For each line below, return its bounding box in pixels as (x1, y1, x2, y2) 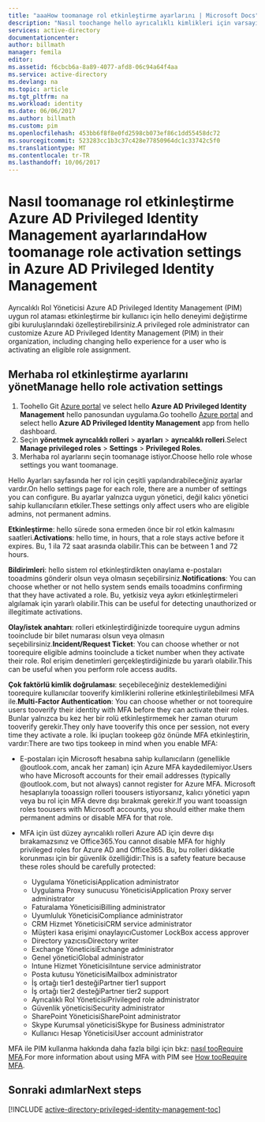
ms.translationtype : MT (8, 144, 87, 152)
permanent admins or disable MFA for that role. (19, 813, 174, 822)
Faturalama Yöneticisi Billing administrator (31, 902, 166, 912)
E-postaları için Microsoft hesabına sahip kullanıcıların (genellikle (19, 753, 230, 764)
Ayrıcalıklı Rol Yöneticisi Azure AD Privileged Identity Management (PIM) (8, 303, 243, 313)
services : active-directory (8, 26, 101, 34)
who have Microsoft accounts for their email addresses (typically (19, 771, 231, 780)
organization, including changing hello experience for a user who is (8, 337, 227, 347)
